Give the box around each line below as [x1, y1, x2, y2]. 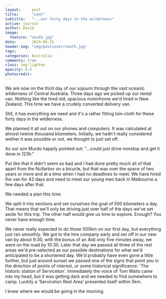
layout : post [5, 7, 41, 12]
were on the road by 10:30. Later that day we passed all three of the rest [5, 242, 153, 248]
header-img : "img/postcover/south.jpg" [5, 44, 88, 49]
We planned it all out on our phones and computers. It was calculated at [5, 125, 152, 131]
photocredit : [5, 72, 32, 77]
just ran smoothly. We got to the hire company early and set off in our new [5, 231, 157, 237]
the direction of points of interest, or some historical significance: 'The [5, 263, 149, 269]
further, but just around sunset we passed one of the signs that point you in [5, 257, 159, 263]
